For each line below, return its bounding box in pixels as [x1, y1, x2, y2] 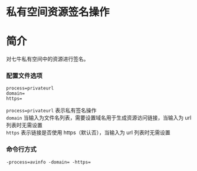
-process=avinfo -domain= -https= [6, 159, 91, 165]
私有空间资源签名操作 [6, 5, 110, 19]
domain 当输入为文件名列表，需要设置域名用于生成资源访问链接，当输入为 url [6, 114, 192, 121]
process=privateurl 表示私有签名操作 [6, 107, 97, 114]
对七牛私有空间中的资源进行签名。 [6, 56, 89, 63]
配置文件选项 [6, 72, 43, 80]
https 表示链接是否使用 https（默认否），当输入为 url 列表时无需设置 [6, 129, 171, 136]
